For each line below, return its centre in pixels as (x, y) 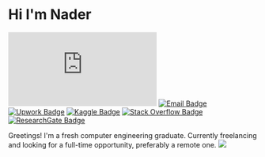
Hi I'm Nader (50, 15)
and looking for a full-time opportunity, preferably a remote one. (112, 144)
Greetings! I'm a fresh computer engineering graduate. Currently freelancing (132, 135)
